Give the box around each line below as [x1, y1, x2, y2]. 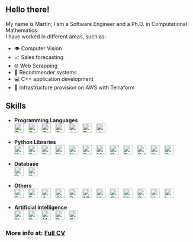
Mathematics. [5, 27, 39, 34]
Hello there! [5, 5, 50, 15]
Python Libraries [14, 138, 56, 145]
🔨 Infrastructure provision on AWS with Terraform [14, 84, 135, 91]
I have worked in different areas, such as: [5, 32, 107, 40]
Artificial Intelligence [14, 204, 67, 211]
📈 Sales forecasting [14, 53, 64, 61]
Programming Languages [14, 116, 78, 123]
